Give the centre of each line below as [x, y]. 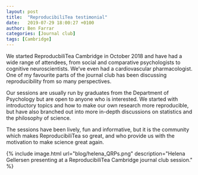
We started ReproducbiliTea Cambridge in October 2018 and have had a [94, 56]
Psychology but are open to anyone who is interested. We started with [92, 99]
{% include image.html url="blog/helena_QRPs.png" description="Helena [96, 154]
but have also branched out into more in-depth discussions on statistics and [99, 112]
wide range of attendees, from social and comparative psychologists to [93, 62]
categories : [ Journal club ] [41, 34]
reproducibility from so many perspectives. [59, 81]
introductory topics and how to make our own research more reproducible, [98, 105]
